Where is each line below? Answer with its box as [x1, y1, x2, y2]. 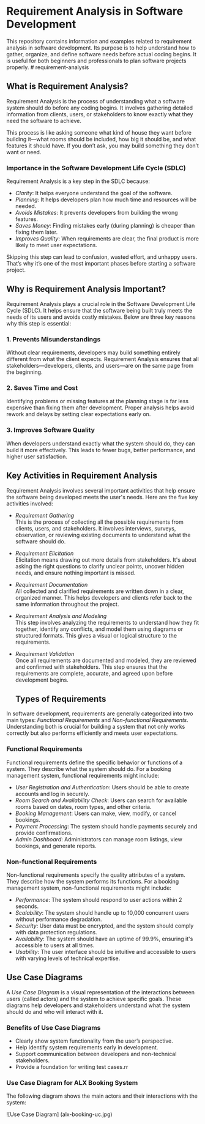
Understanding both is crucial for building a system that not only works [6, 723, 185, 731]
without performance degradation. [15, 915, 102, 923]
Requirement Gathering [15, 512, 75, 519]
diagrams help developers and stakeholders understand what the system [6, 1002, 191, 1009]
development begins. [15, 676, 69, 683]
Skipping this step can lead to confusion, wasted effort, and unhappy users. [6, 253, 198, 261]
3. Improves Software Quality [6, 426, 95, 434]
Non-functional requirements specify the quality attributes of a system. [6, 871, 185, 879]
